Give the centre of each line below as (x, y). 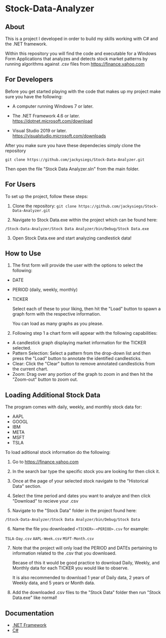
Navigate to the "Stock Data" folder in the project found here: (74, 511)
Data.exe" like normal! (35, 598)
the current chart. (30, 369)
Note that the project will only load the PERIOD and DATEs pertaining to (85, 548)
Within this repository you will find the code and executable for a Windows (81, 53)
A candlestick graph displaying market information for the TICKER (79, 343)
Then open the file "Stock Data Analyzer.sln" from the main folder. (72, 169)
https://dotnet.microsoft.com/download (52, 121)
